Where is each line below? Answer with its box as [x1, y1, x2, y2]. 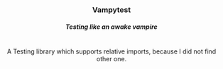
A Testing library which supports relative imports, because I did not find [6, 47, 217, 56]
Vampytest [92, 5, 131, 15]
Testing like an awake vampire [65, 23, 158, 31]
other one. [96, 54, 127, 63]
